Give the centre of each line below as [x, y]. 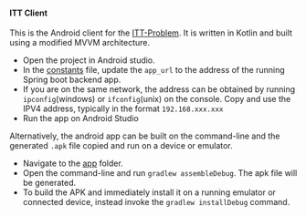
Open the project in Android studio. [89, 60]
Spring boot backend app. [72, 80]
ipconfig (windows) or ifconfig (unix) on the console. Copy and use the [157, 99]
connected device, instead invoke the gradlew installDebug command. [156, 202]
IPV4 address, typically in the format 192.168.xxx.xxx [123, 108]
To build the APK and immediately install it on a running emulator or [149, 192]
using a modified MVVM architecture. [80, 43]
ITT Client [29, 13]
